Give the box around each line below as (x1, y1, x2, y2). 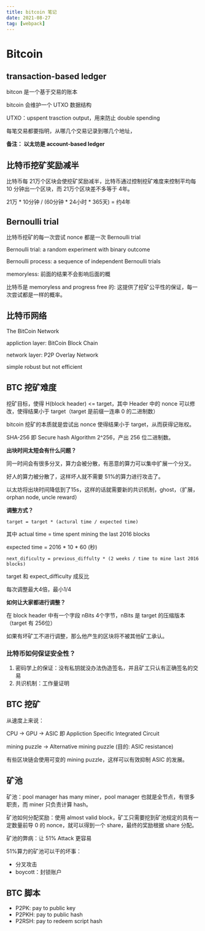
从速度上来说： (6, 716, 44, 724)
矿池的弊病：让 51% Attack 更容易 (6, 834, 92, 841)
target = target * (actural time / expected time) (6, 519, 139, 525)
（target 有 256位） (6, 619, 56, 627)
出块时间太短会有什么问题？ (6, 446, 77, 454)
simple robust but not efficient (6, 363, 83, 370)
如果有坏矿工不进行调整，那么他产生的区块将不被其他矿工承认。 (6, 632, 168, 639)
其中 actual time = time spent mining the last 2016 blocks (6, 530, 150, 538)
